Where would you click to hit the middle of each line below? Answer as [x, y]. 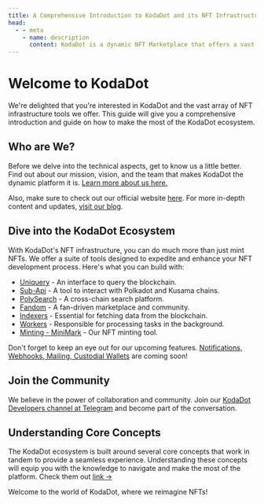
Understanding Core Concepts [84, 433]
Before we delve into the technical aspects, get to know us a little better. [125, 165]
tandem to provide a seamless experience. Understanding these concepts [128, 460]
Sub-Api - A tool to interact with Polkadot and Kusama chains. [119, 290]
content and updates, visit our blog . [66, 206]
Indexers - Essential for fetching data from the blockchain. [114, 315]
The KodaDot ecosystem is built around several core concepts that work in [129, 452]
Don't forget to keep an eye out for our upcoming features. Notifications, [125, 347]
